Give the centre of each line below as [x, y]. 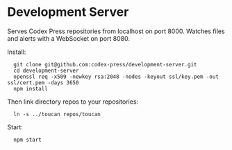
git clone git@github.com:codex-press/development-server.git [105, 64]
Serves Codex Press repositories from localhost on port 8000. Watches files [116, 31]
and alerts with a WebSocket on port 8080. [69, 38]
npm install [31, 88]
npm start [27, 140]
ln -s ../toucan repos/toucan [57, 114]
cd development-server [46, 71]
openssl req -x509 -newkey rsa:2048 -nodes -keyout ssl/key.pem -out [116, 77]
